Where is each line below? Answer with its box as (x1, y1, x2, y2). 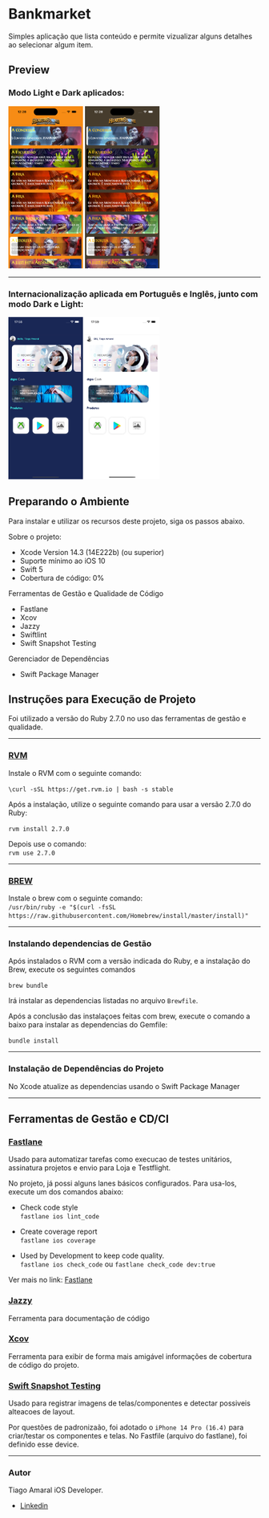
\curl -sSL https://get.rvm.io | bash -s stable (8, 785, 174, 794)
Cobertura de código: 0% (19, 573, 105, 582)
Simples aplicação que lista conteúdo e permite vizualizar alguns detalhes (8, 31, 253, 41)
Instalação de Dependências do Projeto (8, 1063, 164, 1075)
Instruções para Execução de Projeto (8, 692, 196, 706)
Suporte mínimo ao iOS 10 (19, 556, 106, 565)
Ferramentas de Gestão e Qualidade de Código (8, 588, 164, 598)
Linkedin (19, 1501, 49, 1511)
